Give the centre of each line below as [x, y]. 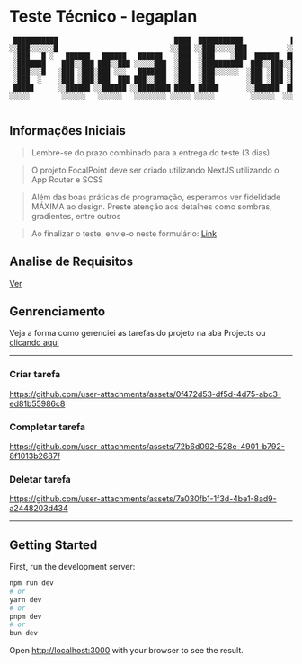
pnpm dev [26, 616]
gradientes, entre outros [76, 216]
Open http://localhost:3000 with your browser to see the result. [127, 651]
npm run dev [31, 583]
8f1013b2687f [35, 456]
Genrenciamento [58, 311]
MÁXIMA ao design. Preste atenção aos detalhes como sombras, [151, 206]
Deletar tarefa [40, 479]
